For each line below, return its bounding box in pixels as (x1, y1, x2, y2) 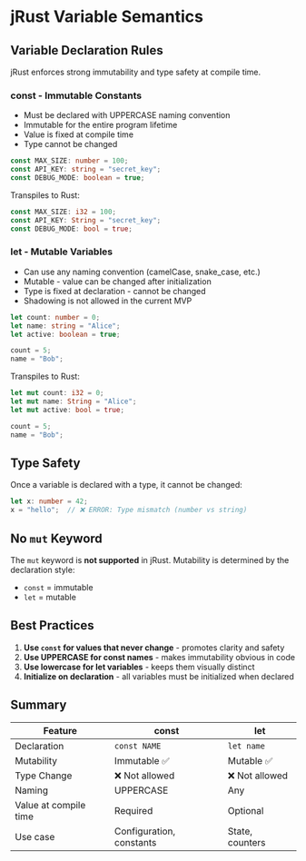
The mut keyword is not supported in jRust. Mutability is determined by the (10, 554, 290, 565)
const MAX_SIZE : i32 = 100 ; (10, 207, 117, 216)
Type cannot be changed (23, 139, 118, 150)
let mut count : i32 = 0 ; (10, 389, 104, 398)
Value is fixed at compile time (23, 129, 134, 140)
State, (227, 825, 253, 837)
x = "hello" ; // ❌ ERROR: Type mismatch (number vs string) (10, 506, 248, 515)
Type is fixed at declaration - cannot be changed (23, 285, 207, 296)
